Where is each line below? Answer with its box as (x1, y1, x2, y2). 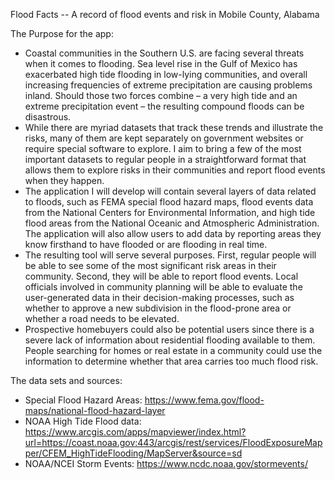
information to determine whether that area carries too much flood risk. (24, 355, 319, 367)
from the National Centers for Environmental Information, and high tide (24, 207, 316, 218)
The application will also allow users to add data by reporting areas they (24, 228, 322, 239)
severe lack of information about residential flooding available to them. (24, 334, 316, 346)
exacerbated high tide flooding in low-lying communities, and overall (24, 69, 308, 80)
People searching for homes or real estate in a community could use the (24, 345, 323, 356)
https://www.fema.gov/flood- (144, 394, 265, 406)
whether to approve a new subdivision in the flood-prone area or (24, 302, 292, 314)
